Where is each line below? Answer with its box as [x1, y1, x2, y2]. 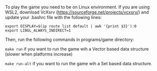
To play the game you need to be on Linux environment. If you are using [5, 4, 150, 10]
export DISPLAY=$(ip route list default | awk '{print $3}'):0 [5, 24, 137, 29]
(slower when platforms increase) [5, 51, 73, 57]
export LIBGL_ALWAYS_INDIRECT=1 [5, 28, 71, 33]
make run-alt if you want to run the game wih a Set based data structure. [5, 61, 153, 66]
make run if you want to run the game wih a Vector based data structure [5, 46, 149, 52]
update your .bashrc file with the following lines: [5, 15, 102, 20]
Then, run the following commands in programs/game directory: [5, 36, 135, 42]
